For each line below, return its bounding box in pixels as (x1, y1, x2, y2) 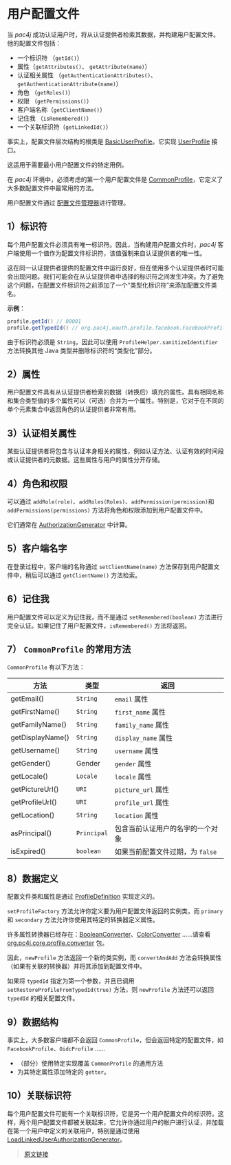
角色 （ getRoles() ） (16, 88, 74, 97)
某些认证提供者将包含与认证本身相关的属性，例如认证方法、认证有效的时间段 (7, 447, 224, 455)
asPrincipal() (10, 828, 52, 838)
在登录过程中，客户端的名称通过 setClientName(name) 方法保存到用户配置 (7, 562, 214, 570)
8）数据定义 (7, 873, 58, 884)
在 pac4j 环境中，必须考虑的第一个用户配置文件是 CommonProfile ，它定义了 (7, 175, 223, 183)
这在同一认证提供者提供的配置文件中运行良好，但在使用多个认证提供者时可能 (7, 263, 224, 272)
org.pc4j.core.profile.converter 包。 (7, 939, 109, 947)
